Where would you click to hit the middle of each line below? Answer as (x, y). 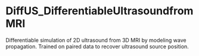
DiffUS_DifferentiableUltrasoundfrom (99, 11)
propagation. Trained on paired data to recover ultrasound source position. (97, 46)
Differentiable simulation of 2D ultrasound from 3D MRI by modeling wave (96, 40)
